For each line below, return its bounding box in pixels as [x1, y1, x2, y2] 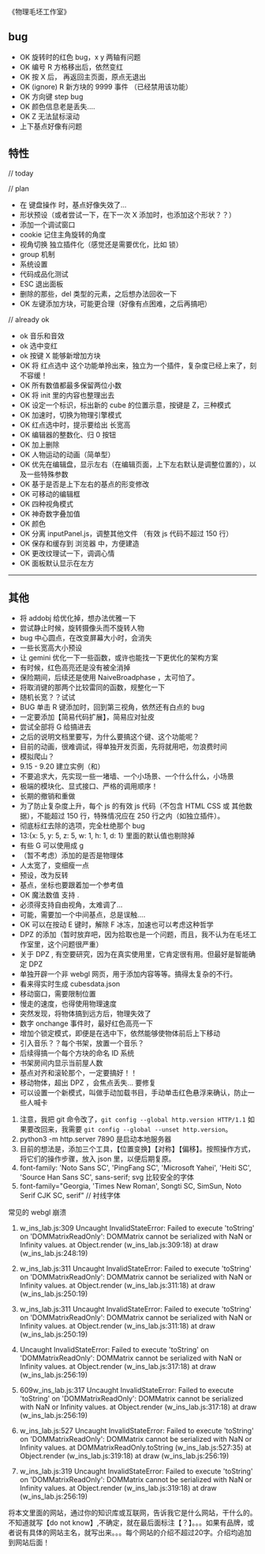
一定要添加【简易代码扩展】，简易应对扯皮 [19, 713, 155, 722]
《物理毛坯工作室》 [8, 7, 71, 16]
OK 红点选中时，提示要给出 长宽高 [19, 420, 131, 429]
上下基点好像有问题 [19, 121, 83, 130]
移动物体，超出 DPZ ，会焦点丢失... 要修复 [19, 1078, 156, 1087]
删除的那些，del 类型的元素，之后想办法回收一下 [19, 289, 177, 298]
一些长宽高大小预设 [19, 643, 83, 652]
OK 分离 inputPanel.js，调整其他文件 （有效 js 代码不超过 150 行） [19, 528, 233, 538]
